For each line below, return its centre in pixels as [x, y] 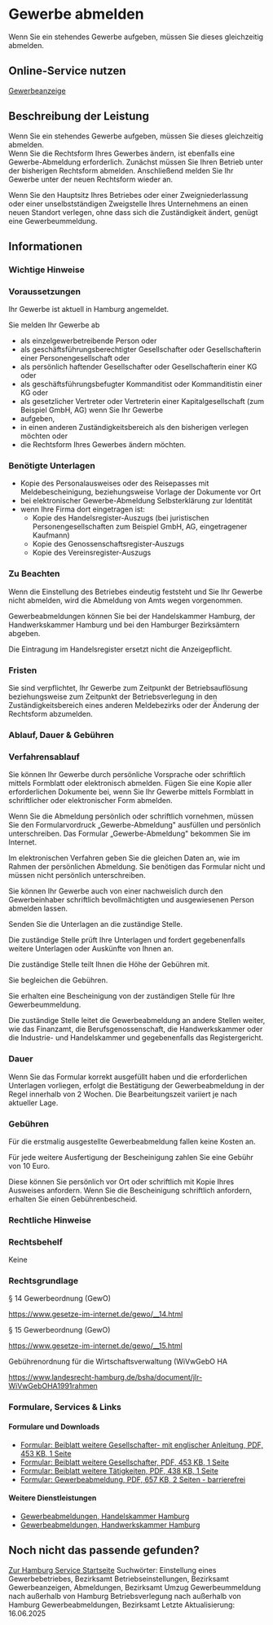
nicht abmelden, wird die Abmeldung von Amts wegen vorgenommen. [125, 600]
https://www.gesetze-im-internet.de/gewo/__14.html [96, 1314]
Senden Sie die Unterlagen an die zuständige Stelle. [96, 924]
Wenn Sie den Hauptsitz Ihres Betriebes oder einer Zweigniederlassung [128, 195]
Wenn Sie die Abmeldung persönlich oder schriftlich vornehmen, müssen [131, 816]
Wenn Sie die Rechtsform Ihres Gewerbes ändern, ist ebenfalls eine [122, 153]
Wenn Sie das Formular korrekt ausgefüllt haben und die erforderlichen [128, 1077]
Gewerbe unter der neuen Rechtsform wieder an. [91, 179]
